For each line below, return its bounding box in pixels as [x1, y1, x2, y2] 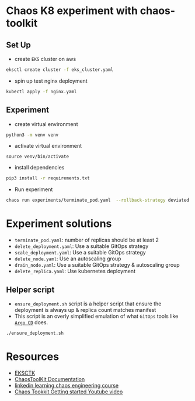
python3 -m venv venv [6, 132, 59, 138]
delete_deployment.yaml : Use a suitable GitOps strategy [14, 243, 149, 250]
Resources [6, 350, 60, 363]
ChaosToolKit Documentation [14, 375, 85, 382]
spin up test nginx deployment [14, 77, 88, 84]
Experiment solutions [6, 217, 112, 230]
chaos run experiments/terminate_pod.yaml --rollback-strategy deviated [6, 198, 190, 203]
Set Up [6, 40, 31, 50]
